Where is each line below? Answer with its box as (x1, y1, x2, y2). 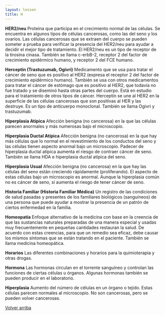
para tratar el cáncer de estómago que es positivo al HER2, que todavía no (5, 82, 156, 88)
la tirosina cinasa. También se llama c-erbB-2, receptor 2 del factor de (5, 51, 148, 57)
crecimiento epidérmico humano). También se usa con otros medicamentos (5, 77, 159, 83)
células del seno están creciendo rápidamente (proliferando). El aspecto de (5, 168, 158, 174)
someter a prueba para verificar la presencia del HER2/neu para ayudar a (5, 41, 154, 47)
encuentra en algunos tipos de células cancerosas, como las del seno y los (5, 31, 158, 37)
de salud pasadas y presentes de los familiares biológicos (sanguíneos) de (5, 194, 157, 200)
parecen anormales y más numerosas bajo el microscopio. (5, 123, 124, 129)
